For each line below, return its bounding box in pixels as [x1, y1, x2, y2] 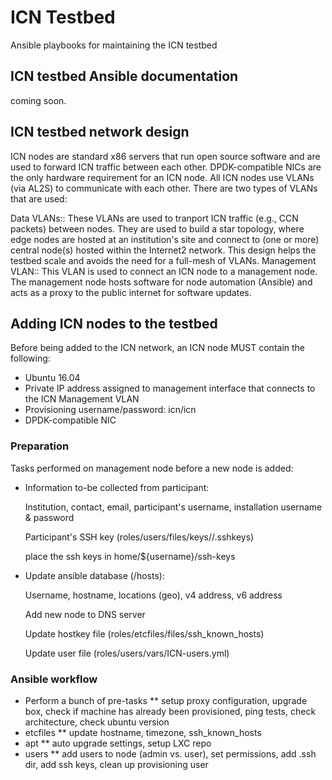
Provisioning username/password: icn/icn [24, 404, 197, 416]
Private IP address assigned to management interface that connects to [24, 382, 316, 395]
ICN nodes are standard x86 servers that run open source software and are [10, 150, 321, 162]
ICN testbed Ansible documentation [10, 68, 239, 85]
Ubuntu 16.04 [24, 372, 81, 384]
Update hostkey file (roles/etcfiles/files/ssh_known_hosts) [24, 627, 265, 640]
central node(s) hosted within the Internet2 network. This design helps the [10, 244, 317, 256]
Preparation [10, 439, 70, 453]
